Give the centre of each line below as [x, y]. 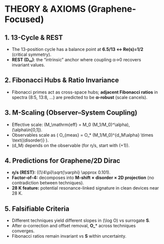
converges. [23, 231]
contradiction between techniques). [48, 183]
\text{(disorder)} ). [30, 140]
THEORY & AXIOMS [45, 9]
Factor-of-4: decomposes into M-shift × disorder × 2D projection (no [83, 178]
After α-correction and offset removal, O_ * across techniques [74, 226]
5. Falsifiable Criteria [37, 208]
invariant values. [28, 65]
